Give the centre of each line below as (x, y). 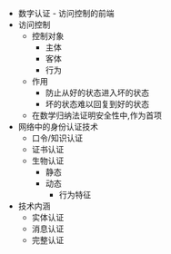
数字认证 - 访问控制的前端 (66, 13)
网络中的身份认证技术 (58, 127)
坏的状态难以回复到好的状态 (97, 104)
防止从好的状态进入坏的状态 (97, 93)
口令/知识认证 (57, 138)
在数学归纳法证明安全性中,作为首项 (96, 115)
